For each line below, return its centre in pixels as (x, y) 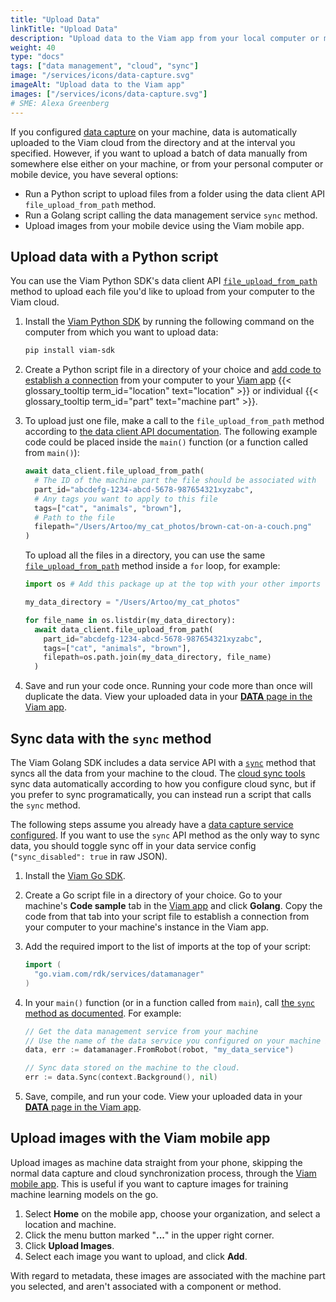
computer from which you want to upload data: (121, 332)
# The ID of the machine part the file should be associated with (175, 481)
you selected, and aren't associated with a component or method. (146, 1286)
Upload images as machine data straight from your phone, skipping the (156, 1162)
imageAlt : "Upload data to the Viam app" (98, 85)
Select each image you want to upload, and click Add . (136, 1256)
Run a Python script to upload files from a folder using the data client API (175, 193)
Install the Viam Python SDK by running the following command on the (169, 322)
